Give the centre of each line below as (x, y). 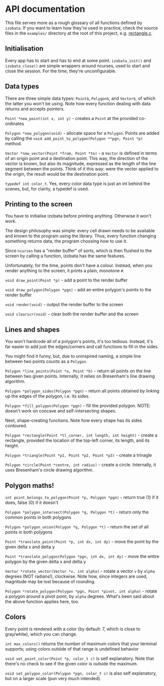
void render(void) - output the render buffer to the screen (64, 305)
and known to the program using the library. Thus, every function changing (81, 236)
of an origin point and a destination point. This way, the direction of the (77, 158)
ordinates (15, 124)
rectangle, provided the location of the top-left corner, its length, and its (77, 440)
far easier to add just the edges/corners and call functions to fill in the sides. (82, 347)
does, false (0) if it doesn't (32, 502)
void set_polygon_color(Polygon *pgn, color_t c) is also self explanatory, (81, 673)
